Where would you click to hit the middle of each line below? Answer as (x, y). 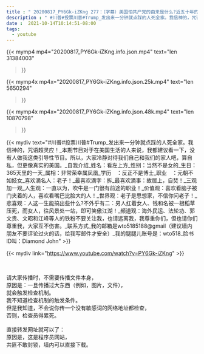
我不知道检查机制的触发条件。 (43, 301)
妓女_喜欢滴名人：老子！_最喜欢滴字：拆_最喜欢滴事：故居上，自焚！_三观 (104, 180)
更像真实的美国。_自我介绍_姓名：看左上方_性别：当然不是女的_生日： (110, 165)
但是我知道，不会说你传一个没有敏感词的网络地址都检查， (78, 308)
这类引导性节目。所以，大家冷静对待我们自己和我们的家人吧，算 (107, 158)
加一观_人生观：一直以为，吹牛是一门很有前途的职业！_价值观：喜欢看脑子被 (102, 188)
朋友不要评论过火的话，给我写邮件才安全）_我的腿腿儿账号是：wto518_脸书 (100, 234)
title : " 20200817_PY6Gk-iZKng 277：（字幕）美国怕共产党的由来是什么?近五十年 (100, 12)
